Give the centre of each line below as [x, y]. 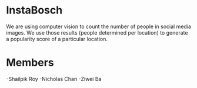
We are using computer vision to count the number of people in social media [98, 26]
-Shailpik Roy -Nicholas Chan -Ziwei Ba [54, 79]
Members [30, 63]
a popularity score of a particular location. [57, 39]
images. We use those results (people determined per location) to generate [97, 32]
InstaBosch [34, 10]
